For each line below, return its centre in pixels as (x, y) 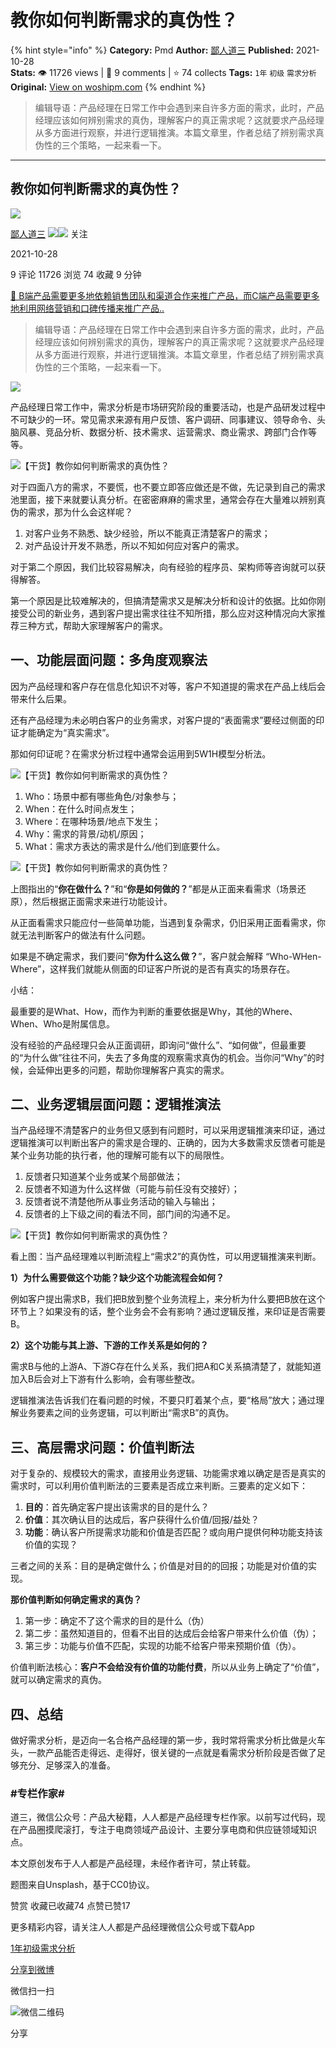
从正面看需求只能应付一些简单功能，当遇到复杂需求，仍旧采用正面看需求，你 (168, 922)
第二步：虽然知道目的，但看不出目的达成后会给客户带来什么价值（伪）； (171, 1633)
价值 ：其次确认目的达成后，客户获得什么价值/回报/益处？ (142, 1520)
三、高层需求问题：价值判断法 (102, 1447)
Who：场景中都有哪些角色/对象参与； (102, 796)
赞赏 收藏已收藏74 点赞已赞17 (70, 1906)
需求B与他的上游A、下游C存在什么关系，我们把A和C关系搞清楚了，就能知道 (166, 1367)
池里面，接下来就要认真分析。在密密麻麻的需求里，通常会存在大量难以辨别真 (168, 499)
